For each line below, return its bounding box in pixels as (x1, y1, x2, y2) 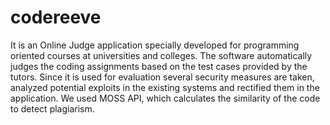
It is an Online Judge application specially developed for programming (10, 39, 300, 51)
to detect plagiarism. (10, 102, 95, 115)
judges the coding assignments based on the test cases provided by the (10, 60, 308, 72)
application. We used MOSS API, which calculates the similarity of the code (10, 92, 321, 104)
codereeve (10, 6, 102, 29)
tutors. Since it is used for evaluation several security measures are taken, (10, 71, 315, 83)
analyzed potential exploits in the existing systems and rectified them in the (10, 81, 320, 93)
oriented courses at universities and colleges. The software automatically (10, 49, 313, 61)
